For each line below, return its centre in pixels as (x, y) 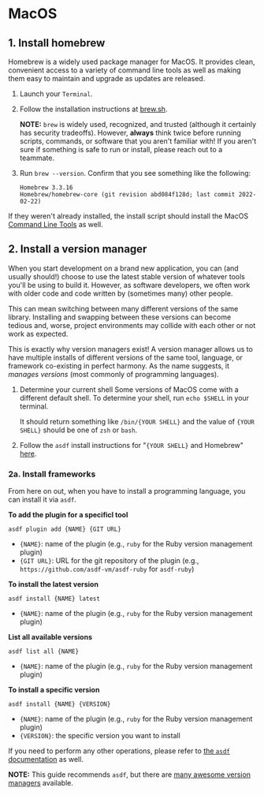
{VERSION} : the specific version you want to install (100, 736)
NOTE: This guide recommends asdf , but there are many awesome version (129, 774)
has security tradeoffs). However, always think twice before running (130, 132)
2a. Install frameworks (52, 474)
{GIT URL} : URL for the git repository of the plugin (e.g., (109, 561)
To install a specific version (54, 690)
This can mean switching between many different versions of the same (123, 308)
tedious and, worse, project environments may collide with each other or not (132, 325)
